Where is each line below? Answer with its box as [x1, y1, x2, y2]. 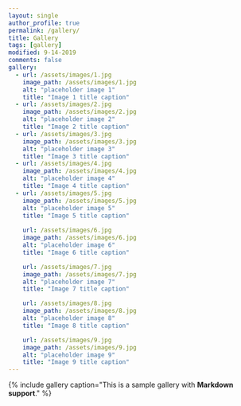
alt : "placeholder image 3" [22, 145, 115, 153]
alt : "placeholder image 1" [22, 85, 115, 94]
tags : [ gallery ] [8, 41, 62, 49]
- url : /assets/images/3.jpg [15, 130, 112, 138]
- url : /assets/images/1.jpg [15, 71, 112, 79]
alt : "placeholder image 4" [22, 174, 115, 183]
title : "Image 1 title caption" [22, 93, 130, 101]
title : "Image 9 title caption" [22, 358, 130, 366]
